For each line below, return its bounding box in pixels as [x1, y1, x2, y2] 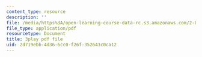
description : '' [6, 14, 47, 20]
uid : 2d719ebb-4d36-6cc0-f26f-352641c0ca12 [6, 42, 117, 48]
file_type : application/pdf [6, 25, 77, 31]
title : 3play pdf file [6, 36, 63, 42]
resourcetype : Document [6, 31, 66, 37]
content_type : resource [6, 8, 66, 15]
